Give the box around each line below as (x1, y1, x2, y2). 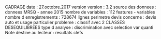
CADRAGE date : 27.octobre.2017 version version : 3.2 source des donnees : (5, 4, 157, 10)
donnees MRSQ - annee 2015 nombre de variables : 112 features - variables (5, 9, 156, 15)
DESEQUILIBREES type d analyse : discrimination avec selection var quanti (5, 25, 154, 30)
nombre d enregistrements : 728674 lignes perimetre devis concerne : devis (5, 14, 156, 20)
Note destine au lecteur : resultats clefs (5, 30, 84, 35)
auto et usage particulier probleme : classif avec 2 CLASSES (5, 19, 125, 25)
